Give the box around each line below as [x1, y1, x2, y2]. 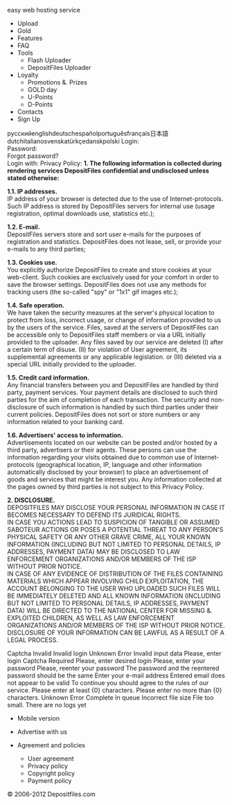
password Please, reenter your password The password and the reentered [7, 664, 220, 672]
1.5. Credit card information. [7, 373, 90, 382]
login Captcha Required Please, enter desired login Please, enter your [7, 657, 206, 664]
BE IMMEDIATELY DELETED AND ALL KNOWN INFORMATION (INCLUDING [7, 592, 221, 600]
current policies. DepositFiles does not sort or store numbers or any [7, 410, 201, 418]
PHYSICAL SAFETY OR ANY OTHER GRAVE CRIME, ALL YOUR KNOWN [7, 533, 211, 541]
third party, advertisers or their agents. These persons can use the [7, 446, 197, 454]
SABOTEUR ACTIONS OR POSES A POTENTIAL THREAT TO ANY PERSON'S [7, 526, 224, 533]
